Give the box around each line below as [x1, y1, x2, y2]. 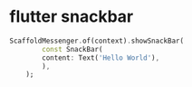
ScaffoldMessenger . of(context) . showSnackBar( [9, 36, 184, 45]
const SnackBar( [42, 44, 103, 53]
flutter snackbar [9, 6, 134, 27]
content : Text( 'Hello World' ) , [42, 53, 160, 63]
